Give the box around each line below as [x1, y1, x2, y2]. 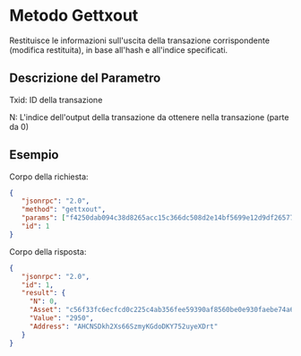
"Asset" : [29, 306, 63, 315]
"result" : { [21, 289, 66, 298]
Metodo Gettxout [9, 5, 139, 26]
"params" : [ [21, 213, 66, 222]
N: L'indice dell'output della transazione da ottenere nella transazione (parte [9, 111, 289, 122]
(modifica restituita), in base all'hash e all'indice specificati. [9, 44, 228, 55]
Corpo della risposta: [9, 246, 87, 256]
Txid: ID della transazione [9, 94, 103, 105]
